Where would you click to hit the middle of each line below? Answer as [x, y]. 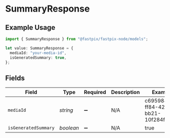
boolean [69, 128]
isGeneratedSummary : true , [38, 58]
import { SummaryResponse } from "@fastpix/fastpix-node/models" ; [77, 39]
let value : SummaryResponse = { [39, 48]
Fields [15, 78]
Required [95, 93]
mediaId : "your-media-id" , [38, 53]
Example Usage [30, 28]
